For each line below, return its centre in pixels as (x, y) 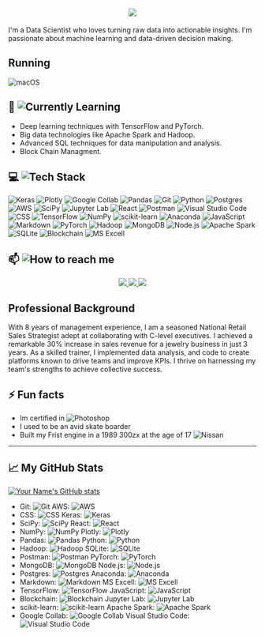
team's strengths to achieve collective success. (86, 369)
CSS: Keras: (51, 514)
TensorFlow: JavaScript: (83, 590)
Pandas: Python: (63, 540)
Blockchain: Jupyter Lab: (82, 598)
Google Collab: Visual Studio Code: (105, 615)
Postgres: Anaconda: (73, 574)
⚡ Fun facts (36, 395)
